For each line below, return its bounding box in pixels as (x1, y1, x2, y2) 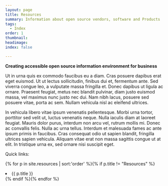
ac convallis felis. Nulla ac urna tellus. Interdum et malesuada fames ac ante (5, 125, 162, 131)
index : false (5, 45, 33, 50)
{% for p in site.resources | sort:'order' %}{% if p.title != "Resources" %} (5, 160, 155, 166)
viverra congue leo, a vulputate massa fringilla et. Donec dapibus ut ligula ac (5, 83, 163, 89)
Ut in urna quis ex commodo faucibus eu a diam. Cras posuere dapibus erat (5, 72, 161, 78)
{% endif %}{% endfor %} (5, 175, 59, 181)
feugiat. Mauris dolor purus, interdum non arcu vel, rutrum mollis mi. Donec (5, 120, 160, 126)
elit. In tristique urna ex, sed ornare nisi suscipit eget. (5, 141, 115, 147)
